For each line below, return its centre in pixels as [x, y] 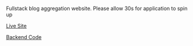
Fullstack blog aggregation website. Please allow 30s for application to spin [97, 8]
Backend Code [24, 37]
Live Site [16, 26]
